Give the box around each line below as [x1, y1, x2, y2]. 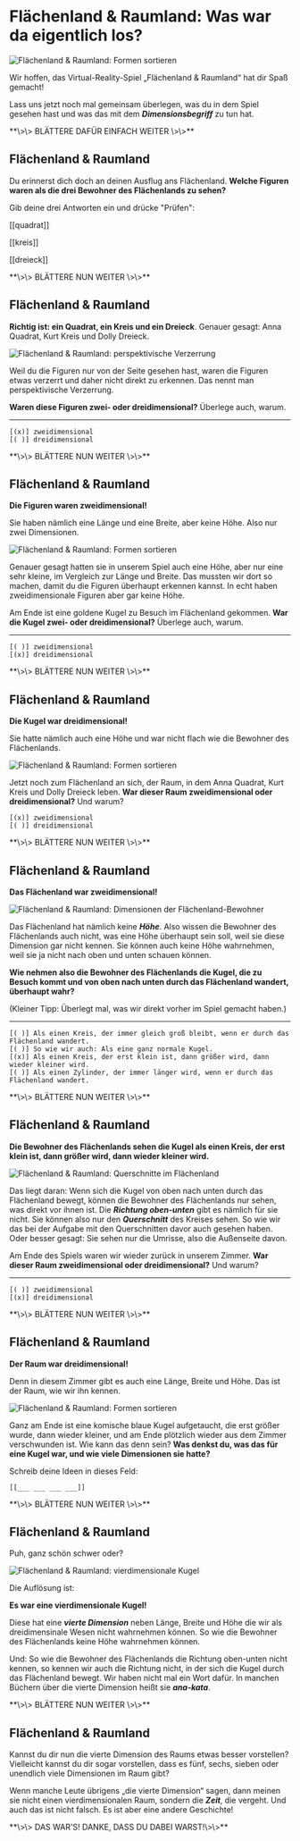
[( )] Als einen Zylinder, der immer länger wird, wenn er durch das [9, 1068, 274, 1077]
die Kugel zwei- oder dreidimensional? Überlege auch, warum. [9, 617, 244, 627]
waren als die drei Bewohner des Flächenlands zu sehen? [9, 185, 227, 196]
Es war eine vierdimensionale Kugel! [9, 1600, 147, 1610]
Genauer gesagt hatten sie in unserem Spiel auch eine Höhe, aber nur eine [9, 561, 284, 573]
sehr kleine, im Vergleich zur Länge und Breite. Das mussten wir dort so [9, 571, 273, 582]
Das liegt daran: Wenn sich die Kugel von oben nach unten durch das [9, 1185, 263, 1196]
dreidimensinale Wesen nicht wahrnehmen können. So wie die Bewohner [9, 1627, 278, 1637]
